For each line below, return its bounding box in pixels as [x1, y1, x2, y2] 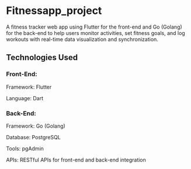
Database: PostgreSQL [6, 133, 61, 140]
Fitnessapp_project [6, 4, 102, 17]
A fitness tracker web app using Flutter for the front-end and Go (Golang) [6, 23, 182, 30]
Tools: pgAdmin [6, 145, 44, 152]
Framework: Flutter [6, 83, 52, 90]
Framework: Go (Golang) [6, 122, 65, 129]
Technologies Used [6, 52, 78, 62]
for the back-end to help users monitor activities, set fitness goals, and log [6, 29, 185, 36]
